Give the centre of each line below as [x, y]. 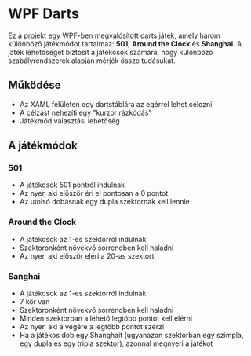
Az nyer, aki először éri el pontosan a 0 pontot [94, 193]
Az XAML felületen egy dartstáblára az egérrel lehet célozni [116, 104]
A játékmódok [43, 146]
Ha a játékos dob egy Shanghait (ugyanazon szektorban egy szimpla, [131, 336]
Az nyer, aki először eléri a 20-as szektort [87, 255]
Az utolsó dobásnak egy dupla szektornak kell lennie [104, 202]
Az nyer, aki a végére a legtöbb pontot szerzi [92, 327]
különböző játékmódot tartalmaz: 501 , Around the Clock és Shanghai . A [125, 43]
